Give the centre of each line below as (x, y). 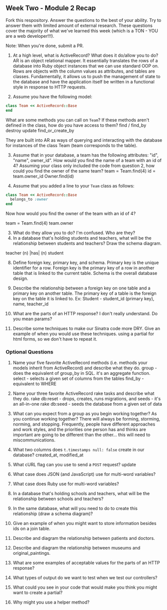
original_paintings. (32, 553)
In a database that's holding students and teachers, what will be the (82, 238)
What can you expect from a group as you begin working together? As (85, 414)
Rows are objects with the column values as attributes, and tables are (84, 71)
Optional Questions (30, 352)
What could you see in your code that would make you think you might (85, 587)
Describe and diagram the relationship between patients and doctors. (84, 538)
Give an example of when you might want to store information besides (84, 523)
